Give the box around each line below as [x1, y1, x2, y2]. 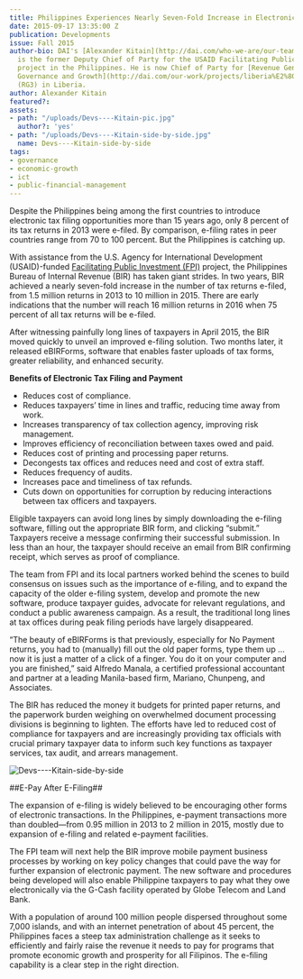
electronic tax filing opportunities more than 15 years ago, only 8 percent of [9, 215, 289, 226]
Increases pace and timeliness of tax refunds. [22, 477, 193, 488]
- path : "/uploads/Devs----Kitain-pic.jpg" [9, 114, 176, 123]
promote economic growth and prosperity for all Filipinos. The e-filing [9, 950, 268, 961]
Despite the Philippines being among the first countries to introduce [9, 206, 262, 216]
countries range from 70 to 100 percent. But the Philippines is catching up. [9, 234, 286, 245]
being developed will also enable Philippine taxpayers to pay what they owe [9, 875, 290, 886]
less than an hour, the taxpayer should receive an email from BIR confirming [9, 542, 291, 553]
